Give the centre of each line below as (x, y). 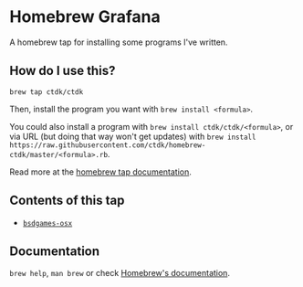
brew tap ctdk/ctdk (47, 92)
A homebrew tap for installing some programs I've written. (119, 42)
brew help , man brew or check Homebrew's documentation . (120, 273)
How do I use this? (63, 71)
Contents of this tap (67, 201)
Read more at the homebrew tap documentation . (100, 172)
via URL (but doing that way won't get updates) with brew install (133, 136)
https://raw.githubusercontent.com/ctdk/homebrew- (108, 145)
